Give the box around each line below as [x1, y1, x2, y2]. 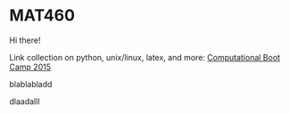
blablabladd [9, 78, 53, 89]
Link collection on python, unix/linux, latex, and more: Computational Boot [9, 52, 281, 62]
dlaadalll [9, 95, 40, 107]
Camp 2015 [9, 61, 52, 72]
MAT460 [9, 5, 76, 26]
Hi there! [9, 35, 41, 45]
